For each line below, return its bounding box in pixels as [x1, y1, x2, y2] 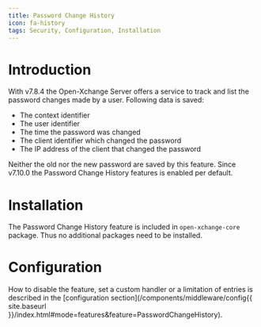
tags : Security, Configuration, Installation [8, 26, 161, 34]
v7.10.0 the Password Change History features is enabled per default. [8, 168, 233, 178]
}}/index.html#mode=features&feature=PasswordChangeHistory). [8, 310, 223, 320]
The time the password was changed [19, 128, 141, 137]
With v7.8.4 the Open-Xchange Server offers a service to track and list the [8, 87, 249, 96]
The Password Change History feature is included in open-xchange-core [8, 222, 240, 232]
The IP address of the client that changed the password [19, 144, 202, 154]
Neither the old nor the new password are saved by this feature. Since [8, 160, 236, 169]
